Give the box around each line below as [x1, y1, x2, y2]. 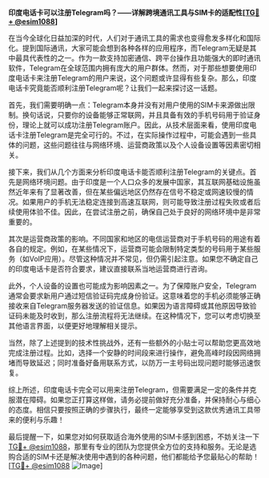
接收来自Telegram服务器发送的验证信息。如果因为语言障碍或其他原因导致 [8, 301, 250, 310]
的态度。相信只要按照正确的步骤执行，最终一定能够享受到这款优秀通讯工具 [8, 405, 254, 414]
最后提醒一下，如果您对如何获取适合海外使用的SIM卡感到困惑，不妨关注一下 [8, 432, 260, 441]
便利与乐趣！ [22, 415, 65, 424]
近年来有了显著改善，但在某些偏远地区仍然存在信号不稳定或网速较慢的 [14, 187, 247, 197]
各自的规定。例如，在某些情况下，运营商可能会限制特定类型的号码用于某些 [8, 244, 254, 253]
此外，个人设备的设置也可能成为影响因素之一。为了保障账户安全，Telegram [8, 281, 257, 290]
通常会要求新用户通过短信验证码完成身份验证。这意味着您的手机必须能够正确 [8, 291, 261, 301]
